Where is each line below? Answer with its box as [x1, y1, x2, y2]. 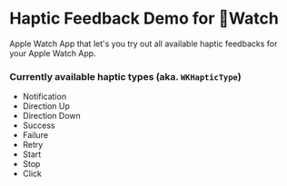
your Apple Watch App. [9, 47, 97, 58]
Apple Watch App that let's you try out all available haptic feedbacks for [9, 38, 278, 49]
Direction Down [22, 111, 82, 122]
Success [22, 120, 55, 131]
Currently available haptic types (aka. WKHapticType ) [9, 70, 242, 83]
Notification [22, 91, 66, 103]
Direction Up [22, 101, 71, 112]
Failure [22, 130, 48, 141]
